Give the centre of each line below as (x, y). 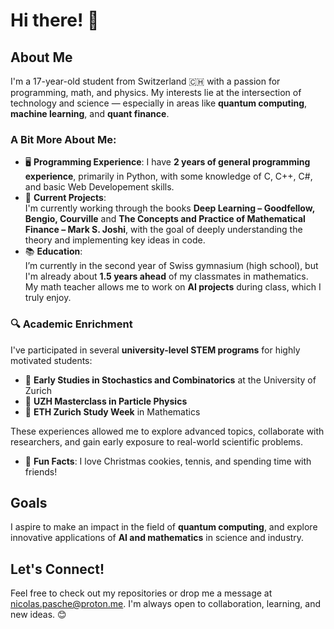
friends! (41, 471)
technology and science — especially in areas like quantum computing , (159, 103)
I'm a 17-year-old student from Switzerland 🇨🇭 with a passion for (145, 81)
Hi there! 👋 (55, 20)
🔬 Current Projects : (65, 198)
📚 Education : (53, 251)
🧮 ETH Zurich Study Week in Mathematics (112, 411)
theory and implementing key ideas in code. (115, 240)
